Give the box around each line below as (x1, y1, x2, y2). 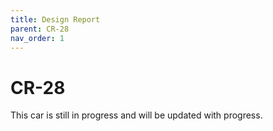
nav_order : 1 (10, 33, 65, 43)
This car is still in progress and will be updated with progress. (10, 109, 263, 121)
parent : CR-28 (10, 24, 70, 34)
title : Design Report (10, 14, 101, 25)
